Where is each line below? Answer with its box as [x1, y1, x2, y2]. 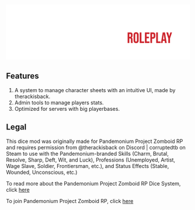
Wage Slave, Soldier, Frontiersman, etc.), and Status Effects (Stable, [6, 162, 169, 169]
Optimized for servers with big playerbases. [14, 105, 120, 112]
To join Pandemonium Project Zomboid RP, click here [6, 197, 134, 204]
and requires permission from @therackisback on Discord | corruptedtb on [6, 143, 186, 150]
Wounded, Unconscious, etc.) [6, 169, 78, 176]
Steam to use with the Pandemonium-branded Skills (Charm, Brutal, [6, 150, 169, 157]
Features [6, 71, 39, 81]
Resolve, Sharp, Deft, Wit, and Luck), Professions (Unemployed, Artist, [6, 156, 176, 163]
